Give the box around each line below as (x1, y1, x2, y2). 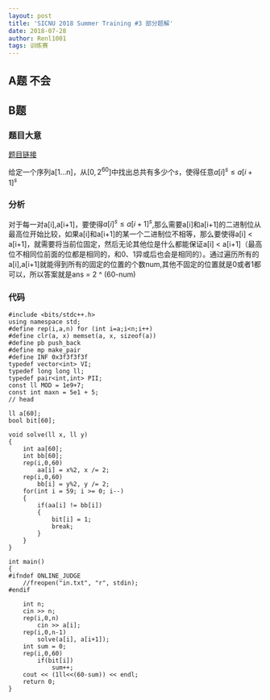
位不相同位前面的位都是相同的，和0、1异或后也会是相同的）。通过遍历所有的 (8, 249, 260, 259)
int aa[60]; (23, 444, 63, 452)
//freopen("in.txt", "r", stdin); (23, 578, 139, 587)
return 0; (23, 677, 56, 685)
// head (8, 395, 35, 403)
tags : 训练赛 (8, 42, 48, 50)
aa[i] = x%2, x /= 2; (37, 465, 110, 474)
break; (51, 522, 74, 531)
